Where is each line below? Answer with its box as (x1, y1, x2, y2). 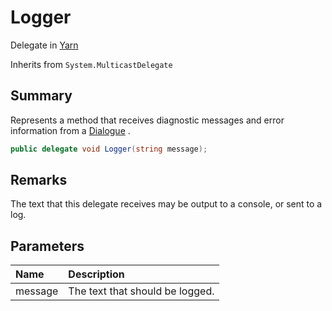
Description (68, 267, 125, 281)
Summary (10, 87, 73, 105)
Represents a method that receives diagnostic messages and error (10, 114, 285, 126)
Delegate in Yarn (10, 39, 79, 51)
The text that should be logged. (68, 284, 215, 298)
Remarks (10, 172, 68, 189)
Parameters (10, 237, 85, 255)
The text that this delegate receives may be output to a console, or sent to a (10, 198, 323, 210)
